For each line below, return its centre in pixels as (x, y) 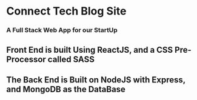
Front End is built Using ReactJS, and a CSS (90, 50)
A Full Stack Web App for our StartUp (62, 30)
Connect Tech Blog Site (66, 11)
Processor (26, 59)
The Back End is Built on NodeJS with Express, (96, 80)
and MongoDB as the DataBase (66, 89)
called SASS (71, 59)
